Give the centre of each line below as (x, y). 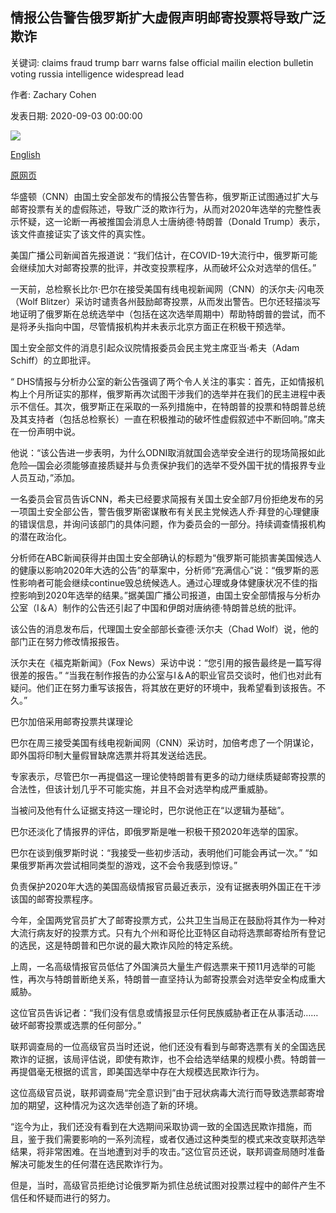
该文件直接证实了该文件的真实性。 (80, 234)
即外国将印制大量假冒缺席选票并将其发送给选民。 (111, 755)
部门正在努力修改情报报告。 (67, 641)
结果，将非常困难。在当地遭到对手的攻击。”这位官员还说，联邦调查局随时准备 (168, 1151)
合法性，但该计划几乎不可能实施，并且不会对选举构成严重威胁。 (141, 789)
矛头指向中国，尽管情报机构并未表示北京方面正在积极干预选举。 (159, 326)
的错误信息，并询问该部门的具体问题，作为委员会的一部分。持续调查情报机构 (168, 524)
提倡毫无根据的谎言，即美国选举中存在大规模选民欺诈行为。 (141, 1071)
